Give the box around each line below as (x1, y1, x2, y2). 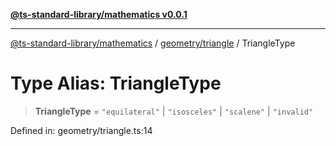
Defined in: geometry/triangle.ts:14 (10, 124, 153, 136)
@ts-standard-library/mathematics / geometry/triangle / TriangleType (10, 37, 296, 49)
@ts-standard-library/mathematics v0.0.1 (10, 9, 188, 20)
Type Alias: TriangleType (10, 72, 222, 95)
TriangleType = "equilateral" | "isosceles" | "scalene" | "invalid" (34, 105, 314, 117)
